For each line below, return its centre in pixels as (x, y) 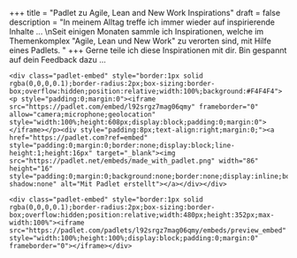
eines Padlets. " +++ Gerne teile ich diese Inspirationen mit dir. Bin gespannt (148, 50)
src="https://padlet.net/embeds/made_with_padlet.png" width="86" (134, 161)
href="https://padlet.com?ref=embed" (79, 138)
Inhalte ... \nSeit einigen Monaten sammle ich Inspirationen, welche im (137, 31)
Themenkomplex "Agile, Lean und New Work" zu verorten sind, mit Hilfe (140, 41)
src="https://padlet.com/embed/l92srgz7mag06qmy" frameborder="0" (134, 107)
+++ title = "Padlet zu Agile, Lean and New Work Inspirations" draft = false (145, 13)
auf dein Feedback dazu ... (57, 60)
